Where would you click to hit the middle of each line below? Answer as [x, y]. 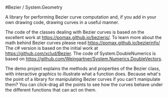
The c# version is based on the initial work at [52, 48]
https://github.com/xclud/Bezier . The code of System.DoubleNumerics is [80, 53]
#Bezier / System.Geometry [34, 7]
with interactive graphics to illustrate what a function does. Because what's [83, 74]
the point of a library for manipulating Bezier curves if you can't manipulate [83, 79]
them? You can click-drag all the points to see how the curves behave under [84, 84]
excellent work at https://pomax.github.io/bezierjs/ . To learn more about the [83, 37]
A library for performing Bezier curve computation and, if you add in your [81, 17]
